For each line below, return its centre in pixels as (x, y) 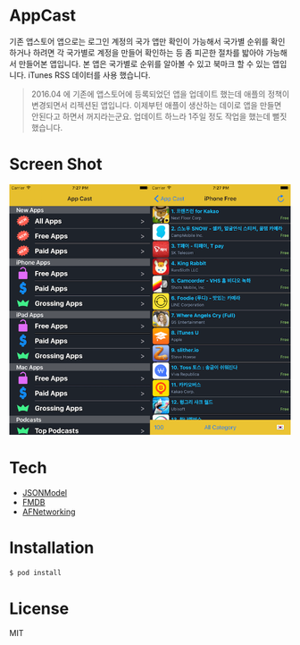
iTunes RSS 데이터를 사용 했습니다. (89, 75)
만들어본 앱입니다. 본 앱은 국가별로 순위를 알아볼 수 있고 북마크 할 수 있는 (144, 64)
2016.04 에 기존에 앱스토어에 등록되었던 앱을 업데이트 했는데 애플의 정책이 (160, 94)
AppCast (43, 16)
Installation (52, 547)
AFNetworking (49, 512)
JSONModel (45, 492)
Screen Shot (56, 164)
